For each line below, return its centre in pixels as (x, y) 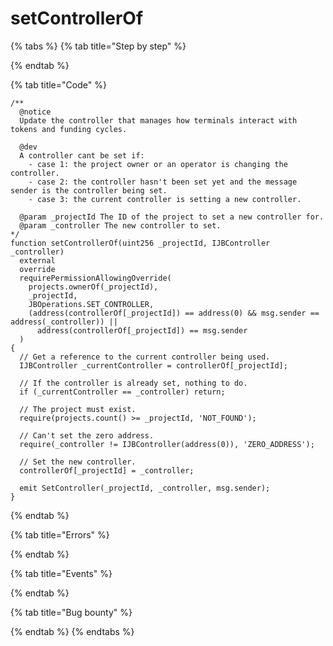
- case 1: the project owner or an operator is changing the (158, 164)
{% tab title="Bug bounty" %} (71, 612)
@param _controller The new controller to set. (120, 225)
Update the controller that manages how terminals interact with (158, 120)
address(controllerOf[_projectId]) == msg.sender (142, 330)
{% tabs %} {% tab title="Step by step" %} (98, 46)
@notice (35, 112)
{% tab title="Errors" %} (60, 534)
